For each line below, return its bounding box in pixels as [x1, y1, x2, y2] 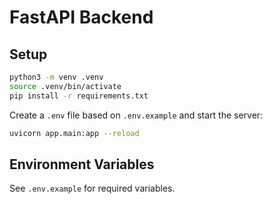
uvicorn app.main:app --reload [9, 128, 140, 138]
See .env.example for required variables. [9, 182, 176, 195]
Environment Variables [9, 156, 155, 173]
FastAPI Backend [9, 6, 154, 29]
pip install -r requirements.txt [9, 91, 149, 101]
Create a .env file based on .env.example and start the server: [9, 109, 264, 121]
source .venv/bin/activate [9, 81, 122, 91]
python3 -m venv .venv [9, 72, 104, 82]
